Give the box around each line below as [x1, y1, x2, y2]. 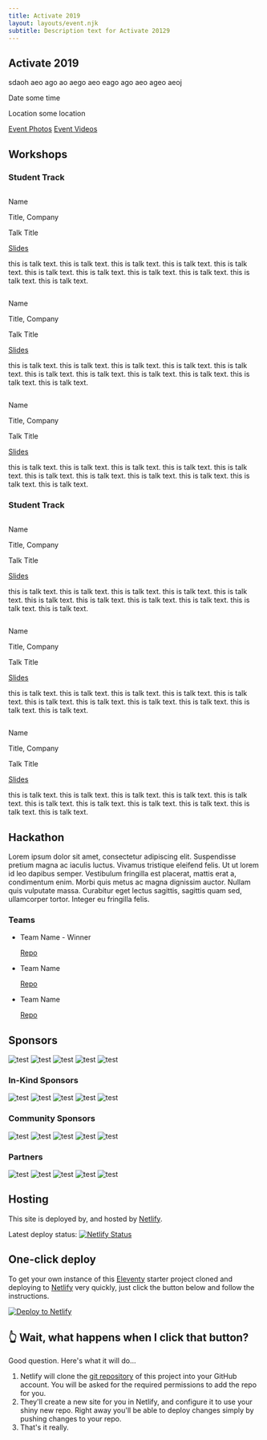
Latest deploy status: [8, 1229, 78, 1239]
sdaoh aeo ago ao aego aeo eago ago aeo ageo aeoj [8, 78, 183, 87]
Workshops [8, 148, 68, 161]
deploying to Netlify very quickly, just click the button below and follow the [8, 1282, 255, 1292]
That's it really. [19, 1422, 70, 1432]
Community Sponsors [8, 1113, 96, 1124]
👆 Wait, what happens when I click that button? [8, 1331, 249, 1344]
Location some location [8, 109, 86, 119]
